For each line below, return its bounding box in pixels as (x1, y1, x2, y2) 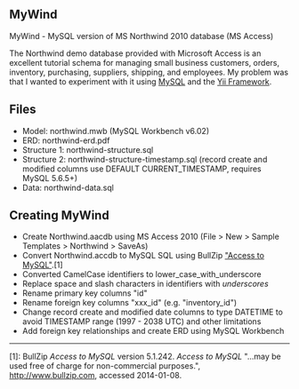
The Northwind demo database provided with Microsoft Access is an (9, 48, 262, 59)
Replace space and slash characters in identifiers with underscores (21, 279, 269, 290)
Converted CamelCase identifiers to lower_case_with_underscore (21, 269, 262, 280)
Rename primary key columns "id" (21, 288, 149, 298)
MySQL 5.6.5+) (21, 172, 78, 183)
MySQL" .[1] (21, 259, 64, 270)
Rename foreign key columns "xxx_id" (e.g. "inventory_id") (21, 298, 238, 308)
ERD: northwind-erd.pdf (21, 135, 110, 146)
